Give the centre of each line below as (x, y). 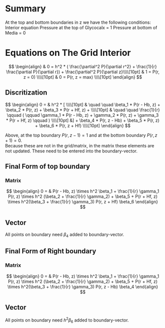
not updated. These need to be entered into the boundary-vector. (71, 151)
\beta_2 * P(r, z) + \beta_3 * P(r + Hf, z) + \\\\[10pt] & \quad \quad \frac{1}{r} (83, 110)
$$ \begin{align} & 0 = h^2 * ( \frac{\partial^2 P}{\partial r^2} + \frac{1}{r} (83, 66)
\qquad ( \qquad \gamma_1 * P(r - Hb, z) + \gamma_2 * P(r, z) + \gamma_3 (83, 115)
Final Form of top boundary (48, 166)
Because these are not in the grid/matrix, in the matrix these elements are (80, 145)
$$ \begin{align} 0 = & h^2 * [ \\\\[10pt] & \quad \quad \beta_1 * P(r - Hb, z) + (83, 104)
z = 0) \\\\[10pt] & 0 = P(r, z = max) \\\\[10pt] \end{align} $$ (83, 77)
